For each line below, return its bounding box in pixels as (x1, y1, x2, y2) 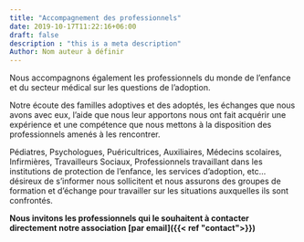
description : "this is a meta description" (9, 38, 182, 48)
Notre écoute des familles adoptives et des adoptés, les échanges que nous (9, 100, 296, 110)
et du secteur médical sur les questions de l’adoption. (9, 82, 211, 93)
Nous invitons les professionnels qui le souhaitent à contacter (9, 213, 249, 224)
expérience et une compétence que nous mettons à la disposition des (9, 120, 272, 131)
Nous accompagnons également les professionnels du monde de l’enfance (9, 72, 291, 83)
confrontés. (9, 195, 53, 206)
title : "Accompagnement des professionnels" (9, 13, 182, 23)
